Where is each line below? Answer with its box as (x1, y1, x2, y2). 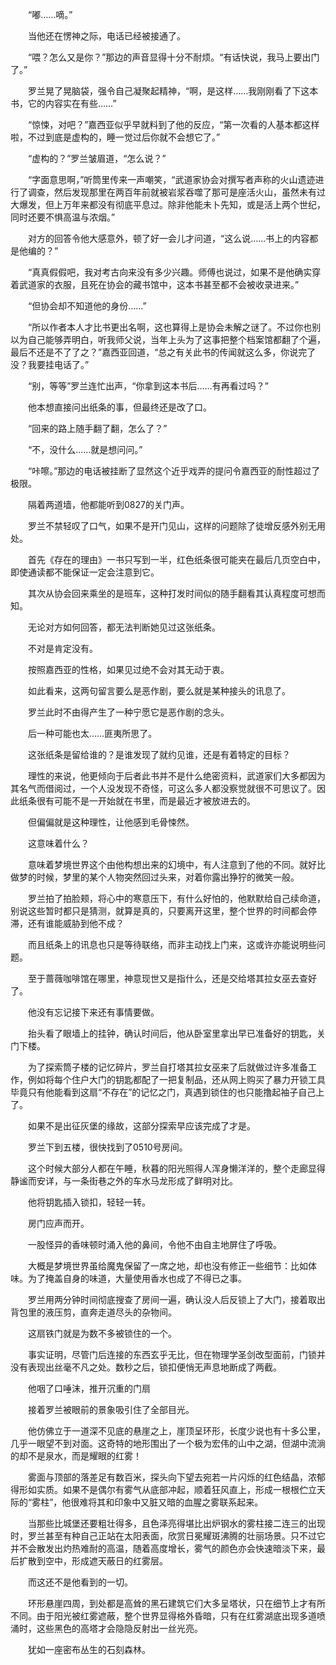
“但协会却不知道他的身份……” (27, 300, 147, 312)
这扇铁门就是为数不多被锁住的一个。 (27, 1328, 177, 1339)
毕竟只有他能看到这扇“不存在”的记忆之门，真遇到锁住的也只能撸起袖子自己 (10, 1086, 317, 1098)
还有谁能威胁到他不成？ (27, 918, 125, 929)
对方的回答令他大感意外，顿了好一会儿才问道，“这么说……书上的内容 (27, 233, 310, 244)
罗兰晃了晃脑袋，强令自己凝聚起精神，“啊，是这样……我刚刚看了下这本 (27, 85, 319, 97)
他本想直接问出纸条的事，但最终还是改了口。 (27, 401, 212, 413)
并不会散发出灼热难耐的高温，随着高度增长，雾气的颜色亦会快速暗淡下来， (10, 1543, 317, 1554)
